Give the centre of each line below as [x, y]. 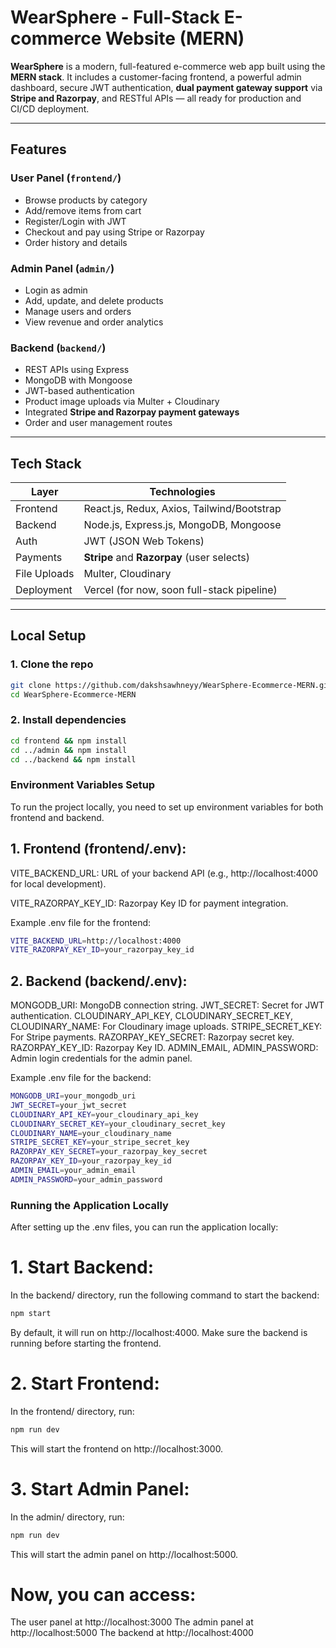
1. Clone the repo [52, 664]
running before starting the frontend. [86, 1343]
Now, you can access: [103, 1594]
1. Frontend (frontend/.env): [98, 849]
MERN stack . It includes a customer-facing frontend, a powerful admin [156, 77]
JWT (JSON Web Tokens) [144, 541]
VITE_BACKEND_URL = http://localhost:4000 [96, 941]
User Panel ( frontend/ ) [66, 178]
